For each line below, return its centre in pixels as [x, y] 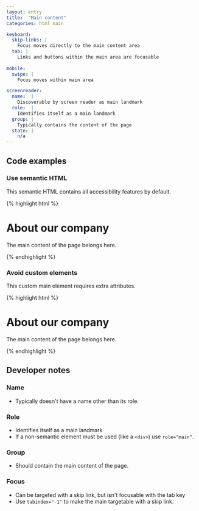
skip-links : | [30, 40]
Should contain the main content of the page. [72, 466]
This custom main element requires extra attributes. [71, 286]
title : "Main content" [37, 18]
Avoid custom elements [42, 272]
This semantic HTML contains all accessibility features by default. [89, 191]
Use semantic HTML [37, 178]
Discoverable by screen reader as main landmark [80, 102]
